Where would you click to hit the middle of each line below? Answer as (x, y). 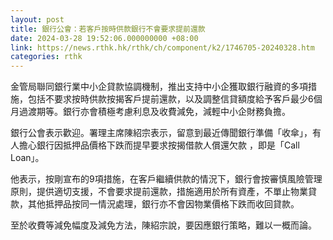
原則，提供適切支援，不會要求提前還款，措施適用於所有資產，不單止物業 (159, 192)
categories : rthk (46, 57)
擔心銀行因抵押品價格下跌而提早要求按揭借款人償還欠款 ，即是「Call (159, 145)
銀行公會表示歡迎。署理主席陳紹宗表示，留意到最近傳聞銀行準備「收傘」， (161, 133)
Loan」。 (27, 158)
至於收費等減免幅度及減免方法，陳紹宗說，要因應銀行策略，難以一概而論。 (163, 225)
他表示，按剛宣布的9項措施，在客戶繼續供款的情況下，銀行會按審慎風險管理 (166, 179)
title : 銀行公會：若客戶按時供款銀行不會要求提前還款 (108, 29)
